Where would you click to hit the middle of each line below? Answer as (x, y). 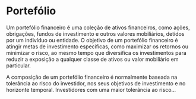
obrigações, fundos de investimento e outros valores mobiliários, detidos (95, 33)
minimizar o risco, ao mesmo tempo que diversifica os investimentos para (97, 52)
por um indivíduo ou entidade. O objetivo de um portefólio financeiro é (92, 40)
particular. (18, 65)
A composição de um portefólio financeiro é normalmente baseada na (92, 77)
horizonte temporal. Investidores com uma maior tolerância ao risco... (91, 89)
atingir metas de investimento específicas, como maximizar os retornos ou (97, 47)
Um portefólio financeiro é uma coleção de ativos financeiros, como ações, (98, 27)
